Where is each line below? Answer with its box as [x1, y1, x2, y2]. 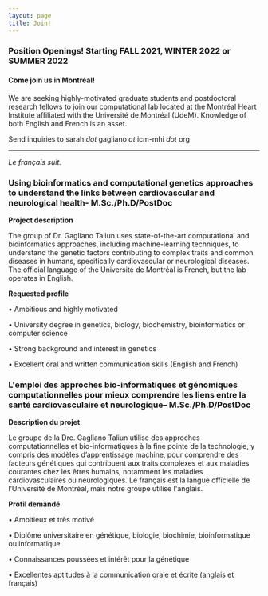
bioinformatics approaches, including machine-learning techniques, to [8, 239, 239, 249]
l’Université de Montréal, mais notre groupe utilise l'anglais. [8, 484, 203, 494]
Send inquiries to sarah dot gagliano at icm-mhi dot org [8, 134, 190, 144]
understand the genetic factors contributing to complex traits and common [8, 247, 254, 257]
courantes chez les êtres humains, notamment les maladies [8, 467, 203, 477]
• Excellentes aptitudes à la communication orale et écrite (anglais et [8, 570, 235, 580]
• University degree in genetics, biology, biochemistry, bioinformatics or [8, 319, 245, 329]
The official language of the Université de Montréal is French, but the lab [8, 265, 246, 274]
